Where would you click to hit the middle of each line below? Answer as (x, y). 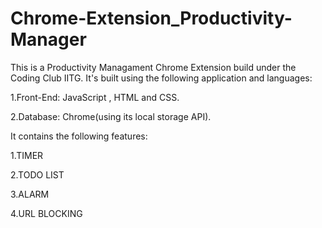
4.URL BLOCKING (46, 213)
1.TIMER (27, 155)
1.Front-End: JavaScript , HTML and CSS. (95, 97)
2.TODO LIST (37, 174)
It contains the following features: (79, 136)
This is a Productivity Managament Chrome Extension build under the (153, 67)
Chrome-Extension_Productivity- (151, 18)
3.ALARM (30, 194)
